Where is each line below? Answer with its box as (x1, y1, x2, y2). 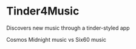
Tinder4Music (6, 4, 80, 18)
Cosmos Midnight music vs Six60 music (6, 36, 106, 43)
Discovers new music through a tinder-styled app (6, 24, 130, 31)
